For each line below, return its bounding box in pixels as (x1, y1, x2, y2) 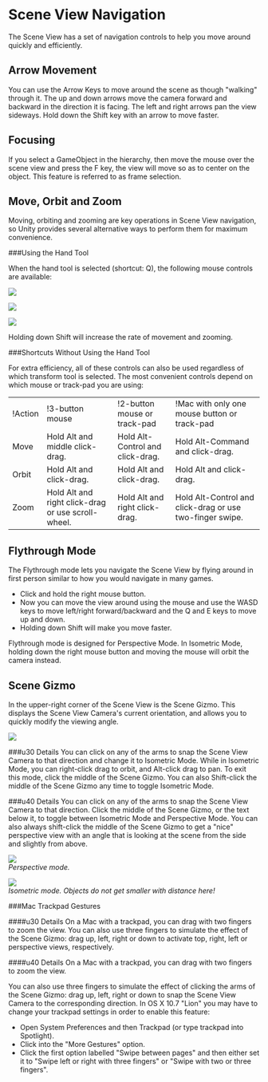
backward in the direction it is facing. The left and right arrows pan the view (8, 101, 257, 111)
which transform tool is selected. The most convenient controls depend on (8, 372, 254, 381)
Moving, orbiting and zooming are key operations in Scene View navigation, (8, 215, 257, 225)
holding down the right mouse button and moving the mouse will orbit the (8, 647, 250, 657)
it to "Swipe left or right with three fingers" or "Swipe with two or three (19, 1056, 251, 1066)
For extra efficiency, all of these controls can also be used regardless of (8, 363, 245, 373)
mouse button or (175, 409, 238, 420)
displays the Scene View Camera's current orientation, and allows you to (8, 709, 247, 717)
